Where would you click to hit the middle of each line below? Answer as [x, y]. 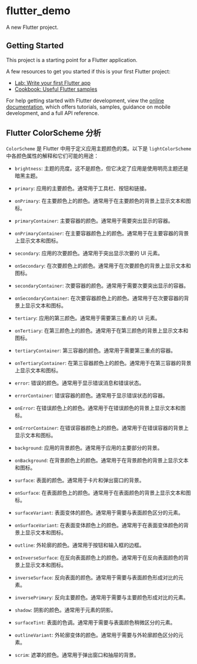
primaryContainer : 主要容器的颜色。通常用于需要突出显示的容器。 [94, 221]
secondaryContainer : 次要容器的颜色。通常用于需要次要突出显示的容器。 [102, 285]
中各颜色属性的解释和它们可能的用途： [52, 156]
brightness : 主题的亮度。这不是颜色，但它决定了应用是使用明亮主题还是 [101, 168]
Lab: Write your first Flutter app [53, 83]
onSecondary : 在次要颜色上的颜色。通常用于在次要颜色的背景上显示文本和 [103, 265]
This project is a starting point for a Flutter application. [72, 60]
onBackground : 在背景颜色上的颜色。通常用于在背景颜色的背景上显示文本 [101, 460]
